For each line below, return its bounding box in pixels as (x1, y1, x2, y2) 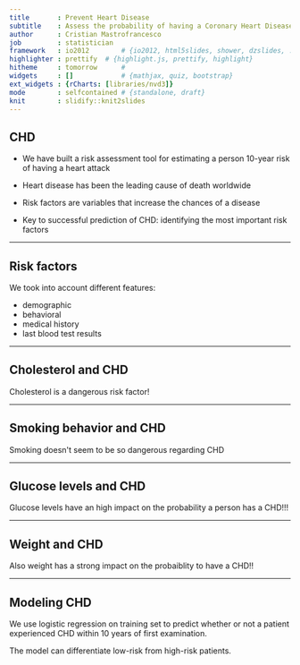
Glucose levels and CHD (9, 479, 146, 494)
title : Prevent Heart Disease (9, 13, 150, 22)
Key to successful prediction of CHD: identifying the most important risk (21, 215, 287, 226)
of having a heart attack (21, 163, 111, 174)
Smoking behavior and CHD (9, 421, 167, 436)
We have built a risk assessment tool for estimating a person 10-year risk (21, 153, 290, 164)
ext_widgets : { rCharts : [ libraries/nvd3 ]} (9, 80, 174, 89)
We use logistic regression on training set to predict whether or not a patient (9, 618, 290, 629)
